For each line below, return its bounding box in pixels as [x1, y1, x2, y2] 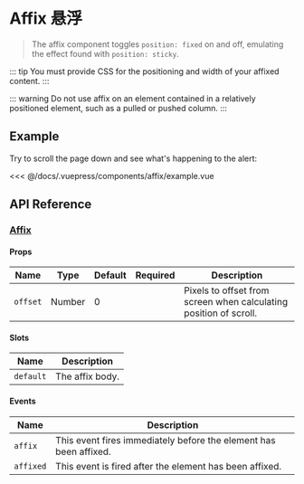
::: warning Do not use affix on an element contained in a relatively [9, 92, 256, 104]
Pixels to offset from [184, 284, 270, 297]
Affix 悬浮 [9, 8, 83, 29]
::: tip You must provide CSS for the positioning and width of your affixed [9, 65, 280, 77]
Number [51, 296, 86, 308]
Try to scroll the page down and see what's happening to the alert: [9, 153, 258, 164]
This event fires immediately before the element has [55, 433, 276, 446]
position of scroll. [184, 307, 258, 319]
